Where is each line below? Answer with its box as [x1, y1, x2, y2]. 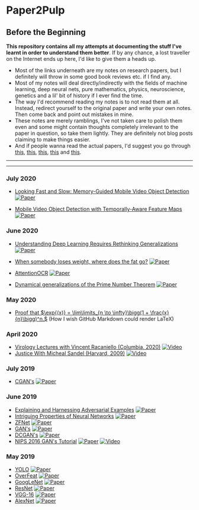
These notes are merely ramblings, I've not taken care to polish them [14, 117, 182, 124]
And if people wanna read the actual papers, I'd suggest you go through [14, 143, 191, 149]
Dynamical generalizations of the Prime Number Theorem [14, 280, 156, 288]
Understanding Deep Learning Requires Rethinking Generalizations [14, 240, 179, 247]
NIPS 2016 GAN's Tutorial [14, 437, 77, 444]
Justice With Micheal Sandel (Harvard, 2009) [14, 350, 126, 357]
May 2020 [6, 295, 37, 304]
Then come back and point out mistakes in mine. [14, 111, 134, 118]
